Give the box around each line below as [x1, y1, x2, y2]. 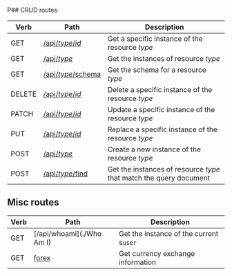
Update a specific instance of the [107, 105, 215, 114]
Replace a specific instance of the [107, 125, 217, 134]
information [118, 257, 157, 267]
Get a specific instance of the [107, 34, 203, 44]
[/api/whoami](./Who [33, 228, 102, 238]
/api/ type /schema [43, 69, 101, 79]
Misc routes [7, 196, 60, 208]
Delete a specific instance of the [107, 85, 213, 94]
